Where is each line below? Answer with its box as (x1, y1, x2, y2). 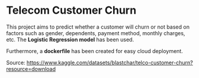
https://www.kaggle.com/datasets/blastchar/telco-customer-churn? (26, 59, 194, 66)
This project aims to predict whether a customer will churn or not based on (6, 23, 189, 30)
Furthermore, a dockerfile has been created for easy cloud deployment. (6, 47, 184, 54)
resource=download (6, 65, 56, 72)
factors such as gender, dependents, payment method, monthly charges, (6, 29, 186, 36)
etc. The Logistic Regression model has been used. (6, 36, 134, 43)
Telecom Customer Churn (6, 4, 137, 17)
